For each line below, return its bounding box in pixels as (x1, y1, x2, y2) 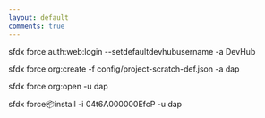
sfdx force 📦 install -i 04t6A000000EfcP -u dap (8, 98, 183, 109)
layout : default (8, 13, 69, 22)
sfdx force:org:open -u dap (8, 80, 108, 91)
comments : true (8, 21, 65, 30)
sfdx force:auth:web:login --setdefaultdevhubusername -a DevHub (8, 46, 256, 56)
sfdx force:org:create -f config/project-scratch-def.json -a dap (8, 63, 240, 74)
